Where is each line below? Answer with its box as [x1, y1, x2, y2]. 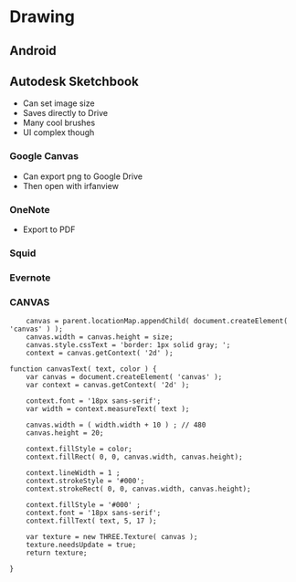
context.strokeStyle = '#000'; [26, 477, 145, 486]
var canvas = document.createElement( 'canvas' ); [26, 373, 223, 382]
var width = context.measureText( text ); [26, 405, 190, 414]
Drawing [9, 6, 76, 27]
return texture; [26, 548, 89, 558]
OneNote [9, 203, 50, 216]
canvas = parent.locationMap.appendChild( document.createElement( [26, 317, 288, 326]
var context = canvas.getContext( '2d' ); [26, 381, 190, 390]
